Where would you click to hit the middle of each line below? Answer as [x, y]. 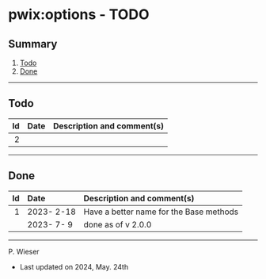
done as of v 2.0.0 [118, 224]
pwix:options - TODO [79, 15]
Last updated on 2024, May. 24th [74, 266]
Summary [33, 44]
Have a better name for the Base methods [161, 212]
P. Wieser [24, 251]
